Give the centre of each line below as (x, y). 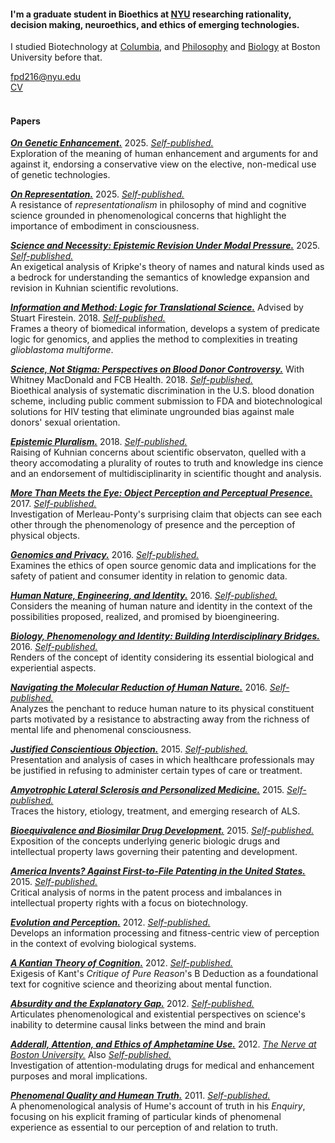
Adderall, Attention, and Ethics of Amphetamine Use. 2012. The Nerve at (163, 1044)
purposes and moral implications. (79, 1076)
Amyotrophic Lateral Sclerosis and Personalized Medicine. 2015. (147, 790)
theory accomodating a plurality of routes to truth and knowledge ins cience (167, 463)
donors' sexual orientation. (65, 422)
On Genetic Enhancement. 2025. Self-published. (112, 143)
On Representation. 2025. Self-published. (97, 194)
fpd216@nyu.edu (46, 77)
